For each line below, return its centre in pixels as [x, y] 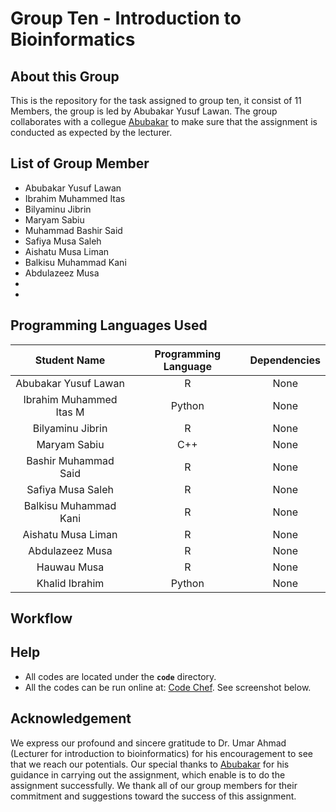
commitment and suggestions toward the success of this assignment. [153, 796]
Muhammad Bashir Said [73, 230]
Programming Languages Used [109, 325]
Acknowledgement [71, 718]
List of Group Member [80, 163]
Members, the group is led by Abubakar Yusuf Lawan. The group [144, 111]
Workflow [41, 618]
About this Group [65, 76]
